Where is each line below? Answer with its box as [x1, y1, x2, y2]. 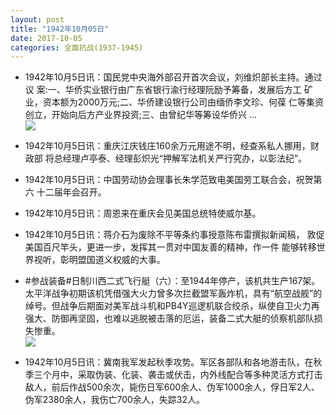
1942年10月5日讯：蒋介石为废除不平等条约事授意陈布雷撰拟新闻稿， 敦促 [24, 229, 325, 241]
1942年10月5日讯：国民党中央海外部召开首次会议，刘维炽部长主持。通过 [24, 71, 323, 83]
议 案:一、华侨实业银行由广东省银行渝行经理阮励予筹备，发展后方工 [24, 84, 302, 96]
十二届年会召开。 [36, 186, 107, 198]
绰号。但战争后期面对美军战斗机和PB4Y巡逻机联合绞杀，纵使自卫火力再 [24, 300, 320, 312]
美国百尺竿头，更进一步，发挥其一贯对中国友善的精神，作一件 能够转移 [24, 241, 317, 253]
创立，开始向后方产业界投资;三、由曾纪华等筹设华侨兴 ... [24, 109, 258, 121]
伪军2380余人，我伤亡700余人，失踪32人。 [24, 394, 206, 406]
